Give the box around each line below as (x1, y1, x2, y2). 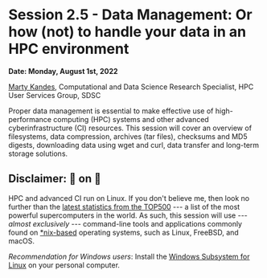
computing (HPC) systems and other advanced (53, 114, 209, 124)
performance (8, 114, 52, 124)
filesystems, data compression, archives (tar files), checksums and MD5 (8, 131, 248, 141)
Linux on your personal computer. (8, 260, 121, 270)
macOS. (8, 235, 35, 246)
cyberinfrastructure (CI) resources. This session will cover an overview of (8, 123, 252, 133)
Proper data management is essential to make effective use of (8, 106, 214, 116)
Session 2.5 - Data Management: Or (8, 6, 253, 24)
